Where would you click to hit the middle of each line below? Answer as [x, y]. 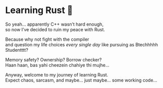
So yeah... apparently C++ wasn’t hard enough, [55, 24]
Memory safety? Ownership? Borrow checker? [53, 59]
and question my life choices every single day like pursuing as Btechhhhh [82, 44]
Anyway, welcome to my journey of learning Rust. [57, 74]
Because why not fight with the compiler [47, 39]
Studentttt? [17, 50]
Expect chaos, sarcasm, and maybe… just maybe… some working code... [81, 80]
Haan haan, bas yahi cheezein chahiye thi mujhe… [57, 65]
